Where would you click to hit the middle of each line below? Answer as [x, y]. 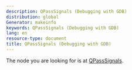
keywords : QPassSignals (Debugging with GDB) [62, 28]
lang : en [17, 33]
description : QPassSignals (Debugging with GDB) [67, 11]
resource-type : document [36, 38]
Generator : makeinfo [31, 22]
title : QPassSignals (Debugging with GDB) [59, 44]
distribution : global [33, 17]
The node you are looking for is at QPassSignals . [65, 60]
